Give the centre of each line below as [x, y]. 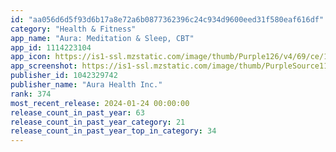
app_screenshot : [44, 66]
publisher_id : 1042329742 [64, 76]
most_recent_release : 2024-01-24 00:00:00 [100, 103]
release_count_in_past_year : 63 [77, 112]
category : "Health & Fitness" [73, 29]
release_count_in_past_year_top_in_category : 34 [113, 131]
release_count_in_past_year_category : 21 [98, 122]
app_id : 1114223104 [51, 47]
